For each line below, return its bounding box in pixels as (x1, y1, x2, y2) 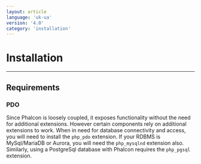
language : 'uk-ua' (6, 14, 52, 20)
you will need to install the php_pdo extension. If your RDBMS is (6, 133, 160, 140)
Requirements (6, 82, 60, 93)
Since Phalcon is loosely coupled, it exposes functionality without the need (6, 114, 191, 121)
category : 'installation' (6, 25, 71, 32)
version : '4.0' (6, 20, 44, 26)
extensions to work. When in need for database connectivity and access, (6, 126, 186, 133)
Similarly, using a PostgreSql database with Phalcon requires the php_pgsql (6, 145, 190, 153)
